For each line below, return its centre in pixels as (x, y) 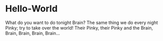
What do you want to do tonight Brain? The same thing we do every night (82, 22)
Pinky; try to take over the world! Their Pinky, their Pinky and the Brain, (79, 27)
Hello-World (31, 9)
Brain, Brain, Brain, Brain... (32, 33)
